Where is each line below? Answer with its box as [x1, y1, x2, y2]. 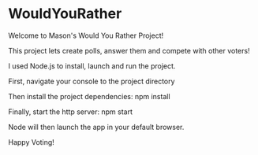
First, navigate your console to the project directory [8, 76, 175, 86]
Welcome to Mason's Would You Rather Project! [8, 31, 164, 40]
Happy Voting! [8, 137, 55, 146]
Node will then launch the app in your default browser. [8, 122, 185, 131]
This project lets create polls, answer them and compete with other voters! [8, 46, 250, 55]
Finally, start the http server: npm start [8, 107, 133, 116]
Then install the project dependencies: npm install [8, 91, 171, 101]
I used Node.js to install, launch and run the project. [8, 61, 176, 71]
